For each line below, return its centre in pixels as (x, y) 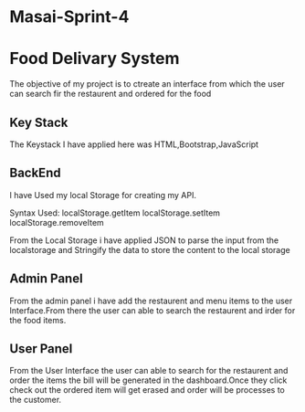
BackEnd (35, 173)
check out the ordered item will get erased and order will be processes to (147, 390)
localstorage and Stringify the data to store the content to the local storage (150, 249)
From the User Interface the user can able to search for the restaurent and (149, 371)
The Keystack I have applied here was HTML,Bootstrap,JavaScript (134, 144)
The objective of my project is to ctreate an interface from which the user (147, 84)
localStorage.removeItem (57, 222)
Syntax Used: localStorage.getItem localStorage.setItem (115, 213)
